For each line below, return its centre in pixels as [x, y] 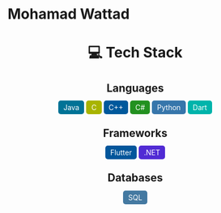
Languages [135, 88]
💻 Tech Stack [135, 53]
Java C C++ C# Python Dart [135, 108]
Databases [135, 178]
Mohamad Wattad [69, 14]
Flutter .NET [135, 152]
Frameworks [135, 133]
